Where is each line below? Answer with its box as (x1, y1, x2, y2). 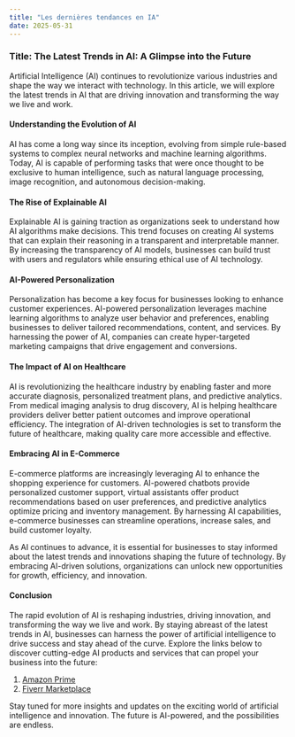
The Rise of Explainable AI (9, 197, 108, 207)
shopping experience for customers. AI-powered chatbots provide (9, 477, 250, 488)
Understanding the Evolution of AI (9, 119, 137, 129)
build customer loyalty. (9, 524, 93, 535)
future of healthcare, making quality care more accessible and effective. (9, 428, 272, 438)
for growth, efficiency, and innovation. (9, 570, 147, 580)
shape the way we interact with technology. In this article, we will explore (9, 80, 276, 90)
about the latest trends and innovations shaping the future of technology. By (9, 551, 287, 562)
